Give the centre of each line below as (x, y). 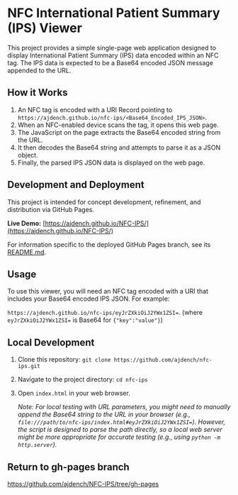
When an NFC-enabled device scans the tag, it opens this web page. (118, 125)
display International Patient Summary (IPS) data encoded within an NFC (113, 55)
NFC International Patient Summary (114, 13)
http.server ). (37, 445)
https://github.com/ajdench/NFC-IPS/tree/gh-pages (83, 484)
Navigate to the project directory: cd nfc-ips (83, 379)
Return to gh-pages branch (68, 467)
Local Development (51, 342)
